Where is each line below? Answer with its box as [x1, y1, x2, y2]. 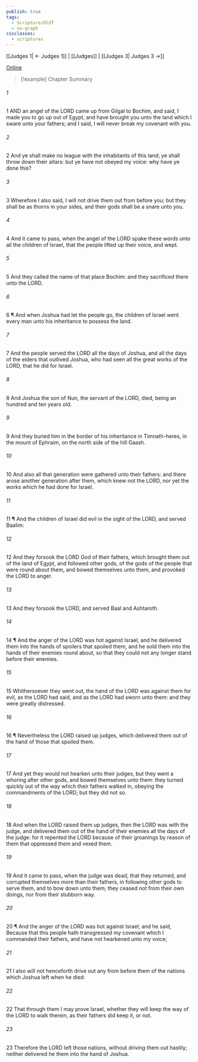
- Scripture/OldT [11, 20, 54, 26]
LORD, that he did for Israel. [6, 363, 74, 370]
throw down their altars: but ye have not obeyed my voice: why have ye [6, 158, 180, 166]
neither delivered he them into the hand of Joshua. [6, 1050, 129, 1057]
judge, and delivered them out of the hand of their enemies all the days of [6, 827, 185, 834]
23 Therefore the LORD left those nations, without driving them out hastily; [6, 1044, 187, 1051]
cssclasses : [6, 31, 35, 37]
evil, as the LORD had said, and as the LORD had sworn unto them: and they [6, 694, 191, 701]
